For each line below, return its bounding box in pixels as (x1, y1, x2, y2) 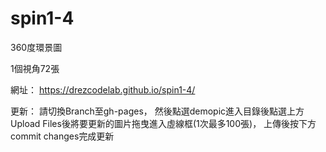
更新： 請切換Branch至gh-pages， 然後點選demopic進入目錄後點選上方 (10, 105, 305, 117)
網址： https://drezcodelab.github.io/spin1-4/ (10, 83, 196, 96)
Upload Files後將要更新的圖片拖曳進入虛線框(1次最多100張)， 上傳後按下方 (10, 117, 317, 129)
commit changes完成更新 (10, 130, 115, 142)
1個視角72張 (10, 62, 60, 74)
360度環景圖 (10, 41, 63, 53)
